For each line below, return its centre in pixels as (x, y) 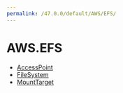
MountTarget (35, 82)
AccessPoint (35, 67)
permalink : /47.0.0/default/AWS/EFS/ (61, 14)
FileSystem (33, 74)
